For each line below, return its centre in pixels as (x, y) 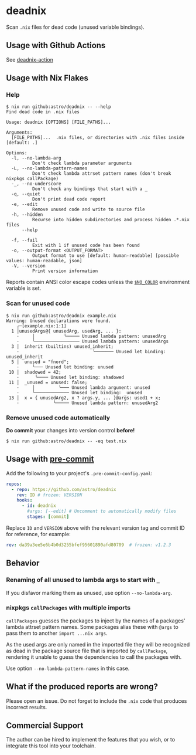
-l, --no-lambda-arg (36, 158)
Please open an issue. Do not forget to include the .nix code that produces (97, 701)
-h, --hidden (27, 215)
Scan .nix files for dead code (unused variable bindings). (75, 27)
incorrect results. (27, 707)
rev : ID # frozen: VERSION (49, 495)
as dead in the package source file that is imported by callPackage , (87, 651)
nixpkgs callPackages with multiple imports (68, 608)
